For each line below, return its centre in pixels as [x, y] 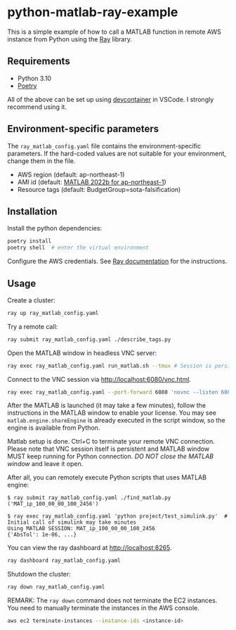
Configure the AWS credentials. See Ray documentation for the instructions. [117, 262]
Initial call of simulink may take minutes [72, 522]
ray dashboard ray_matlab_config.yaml [64, 561]
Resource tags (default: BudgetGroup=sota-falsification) [99, 189]
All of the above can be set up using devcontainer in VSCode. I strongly [111, 99]
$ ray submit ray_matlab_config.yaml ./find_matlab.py [89, 498]
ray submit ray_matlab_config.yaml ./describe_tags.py [89, 339]
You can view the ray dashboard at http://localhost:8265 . [90, 548]
